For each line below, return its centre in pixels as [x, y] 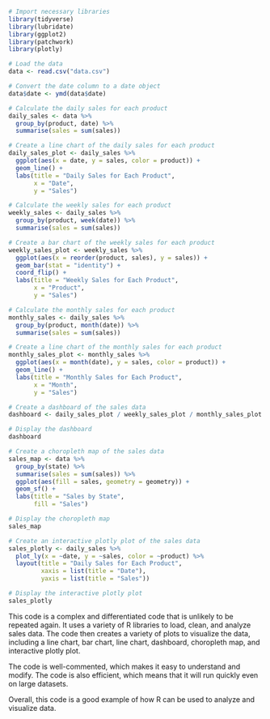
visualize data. [32, 708]
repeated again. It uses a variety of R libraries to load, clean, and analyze [130, 625]
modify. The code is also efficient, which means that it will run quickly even [133, 675]
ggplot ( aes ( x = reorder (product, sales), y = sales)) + [112, 258]
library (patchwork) [41, 42]
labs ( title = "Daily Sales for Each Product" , [95, 175]
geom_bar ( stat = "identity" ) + [68, 265]
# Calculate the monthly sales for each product [92, 310]
